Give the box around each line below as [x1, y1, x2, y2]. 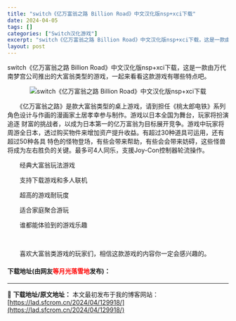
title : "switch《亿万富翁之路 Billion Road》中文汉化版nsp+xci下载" [7, 10, 196, 18]
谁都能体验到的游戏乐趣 [19, 221, 88, 229]
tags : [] [7, 23, 33, 30]
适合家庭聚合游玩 [19, 206, 69, 214]
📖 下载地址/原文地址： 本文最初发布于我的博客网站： [7, 290, 159, 299]
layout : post [7, 43, 46, 50]
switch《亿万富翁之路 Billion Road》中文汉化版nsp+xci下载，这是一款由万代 [7, 63, 226, 71]
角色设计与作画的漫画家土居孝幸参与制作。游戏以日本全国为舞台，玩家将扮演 [7, 111, 229, 119]
